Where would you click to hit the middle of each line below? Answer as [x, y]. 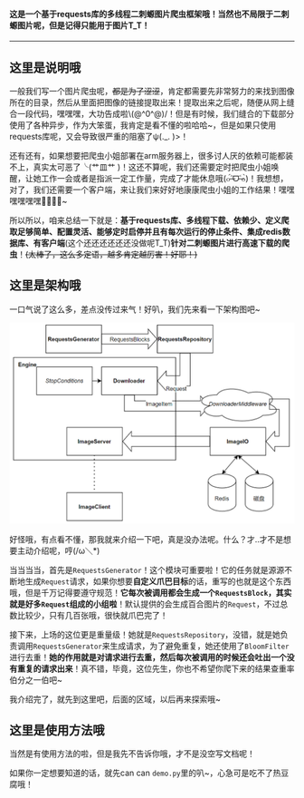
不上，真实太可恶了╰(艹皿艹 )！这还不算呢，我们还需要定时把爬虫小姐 [140, 167]
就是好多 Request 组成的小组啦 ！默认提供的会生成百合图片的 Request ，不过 [145, 604]
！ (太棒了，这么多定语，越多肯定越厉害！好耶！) [108, 255]
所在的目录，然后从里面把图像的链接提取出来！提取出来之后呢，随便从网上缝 [152, 102]
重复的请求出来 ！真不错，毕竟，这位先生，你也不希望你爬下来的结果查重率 [156, 668]
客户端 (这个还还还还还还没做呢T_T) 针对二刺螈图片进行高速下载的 [161, 243]
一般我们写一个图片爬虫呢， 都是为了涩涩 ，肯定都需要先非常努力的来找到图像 [152, 92]
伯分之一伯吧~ [36, 679]
